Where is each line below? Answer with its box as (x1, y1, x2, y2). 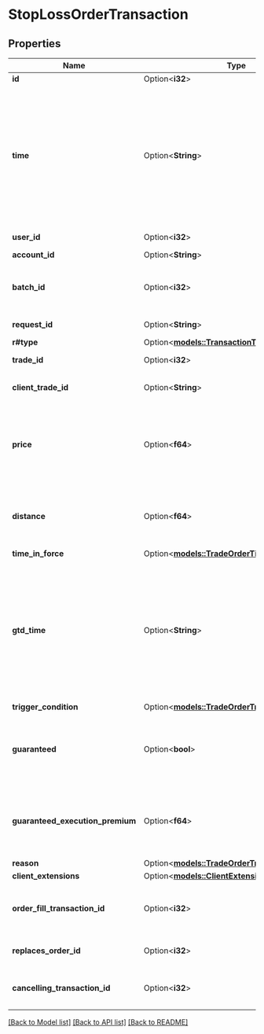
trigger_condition (12, 701, 79, 712)
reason (12, 858, 39, 868)
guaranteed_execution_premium (12, 815, 137, 826)
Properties (8, 37, 61, 50)
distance (12, 511, 46, 521)
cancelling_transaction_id (12, 983, 111, 993)
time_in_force (12, 548, 64, 559)
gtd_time (12, 625, 46, 635)
